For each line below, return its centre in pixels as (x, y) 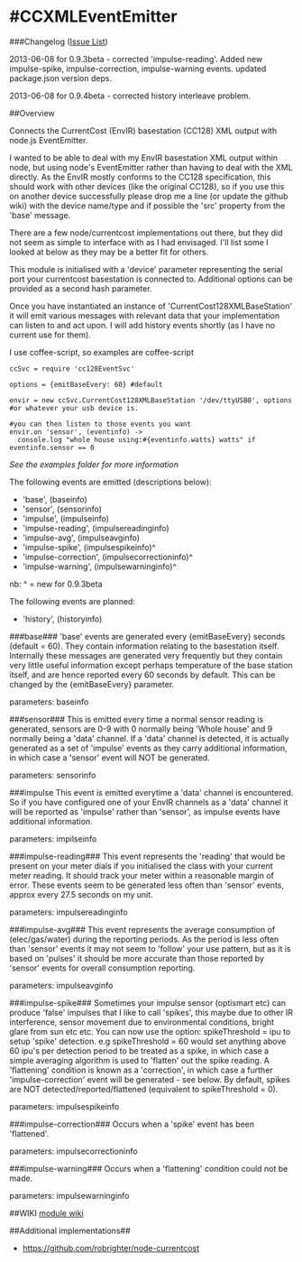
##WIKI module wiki (46, 1213)
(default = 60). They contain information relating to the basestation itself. (144, 646)
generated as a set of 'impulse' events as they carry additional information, (149, 748)
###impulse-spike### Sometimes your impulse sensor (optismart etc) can (148, 1002)
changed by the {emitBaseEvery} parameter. (92, 684)
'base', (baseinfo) (55, 499)
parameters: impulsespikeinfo (64, 1106)
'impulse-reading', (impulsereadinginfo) (96, 528)
